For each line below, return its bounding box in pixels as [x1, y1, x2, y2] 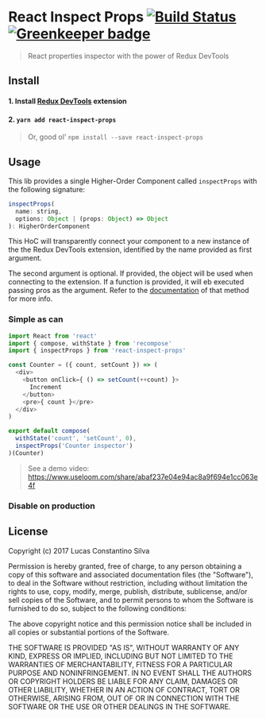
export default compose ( [8, 427, 91, 435]
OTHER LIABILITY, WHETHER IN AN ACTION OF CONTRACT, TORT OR [8, 685, 240, 694]
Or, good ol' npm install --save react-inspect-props [27, 132, 204, 142]
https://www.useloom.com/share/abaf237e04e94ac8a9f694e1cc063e [27, 472, 258, 481]
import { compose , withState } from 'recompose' [8, 339, 172, 347]
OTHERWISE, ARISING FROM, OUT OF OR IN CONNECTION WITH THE [8, 693, 240, 703]
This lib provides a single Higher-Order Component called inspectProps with [8, 176, 258, 186]
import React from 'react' [8, 332, 98, 340]
